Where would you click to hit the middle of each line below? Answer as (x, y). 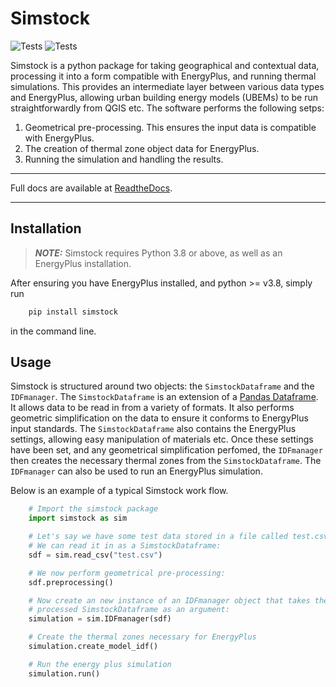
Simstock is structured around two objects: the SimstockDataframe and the (162, 386)
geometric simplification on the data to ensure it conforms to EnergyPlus (159, 418)
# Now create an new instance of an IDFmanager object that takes (169, 600)
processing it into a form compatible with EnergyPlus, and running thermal (163, 76)
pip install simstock (73, 312)
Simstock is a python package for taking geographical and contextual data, (165, 65)
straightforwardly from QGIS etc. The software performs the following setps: (167, 108)
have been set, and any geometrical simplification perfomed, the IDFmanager (166, 450)
